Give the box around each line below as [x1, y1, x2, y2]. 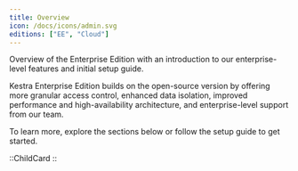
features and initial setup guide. [28, 63, 144, 74]
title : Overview [9, 12, 69, 22]
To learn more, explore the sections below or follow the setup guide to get [9, 126, 280, 137]
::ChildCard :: [9, 153, 58, 164]
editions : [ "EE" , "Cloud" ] [9, 29, 109, 38]
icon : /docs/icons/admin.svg [9, 21, 117, 30]
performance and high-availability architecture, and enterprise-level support [9, 100, 289, 110]
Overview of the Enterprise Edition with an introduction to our [9, 54, 234, 65]
